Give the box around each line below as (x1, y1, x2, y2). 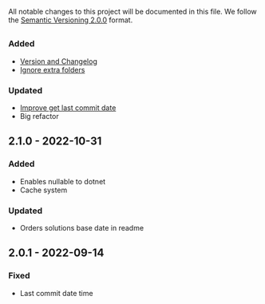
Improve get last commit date (19, 103, 117, 113)
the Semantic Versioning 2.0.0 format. (8, 15, 133, 25)
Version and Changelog (19, 56, 97, 66)
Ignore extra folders (19, 65, 85, 74)
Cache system (19, 185, 68, 195)
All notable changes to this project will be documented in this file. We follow (8, 7, 257, 16)
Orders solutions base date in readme (19, 223, 144, 233)
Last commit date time (19, 288, 93, 298)
